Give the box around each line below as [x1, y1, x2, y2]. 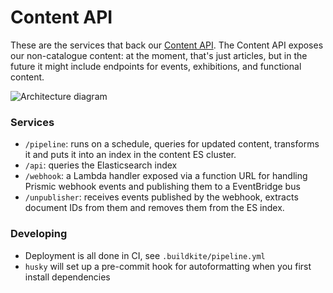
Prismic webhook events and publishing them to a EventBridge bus [24, 181, 301, 193]
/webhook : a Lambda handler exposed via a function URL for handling [24, 170, 308, 182]
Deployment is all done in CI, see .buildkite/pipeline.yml [24, 249, 266, 261]
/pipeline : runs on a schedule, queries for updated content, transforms [24, 138, 320, 150]
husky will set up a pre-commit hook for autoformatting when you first [24, 260, 312, 272]
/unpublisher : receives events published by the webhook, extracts [24, 191, 299, 203]
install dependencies [24, 271, 111, 283]
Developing [10, 227, 68, 241]
